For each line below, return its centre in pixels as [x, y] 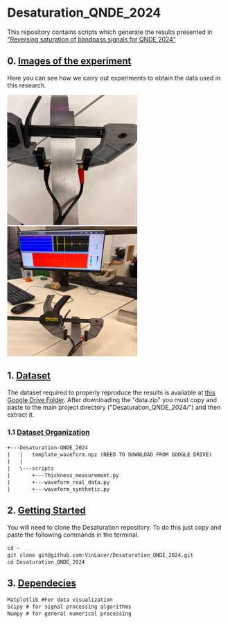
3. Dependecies [42, 583]
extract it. [21, 415]
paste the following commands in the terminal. [73, 535]
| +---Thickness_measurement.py [63, 475]
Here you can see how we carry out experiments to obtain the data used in [114, 78]
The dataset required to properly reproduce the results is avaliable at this [111, 392]
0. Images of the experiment [69, 61]
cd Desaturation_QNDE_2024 [46, 562]
